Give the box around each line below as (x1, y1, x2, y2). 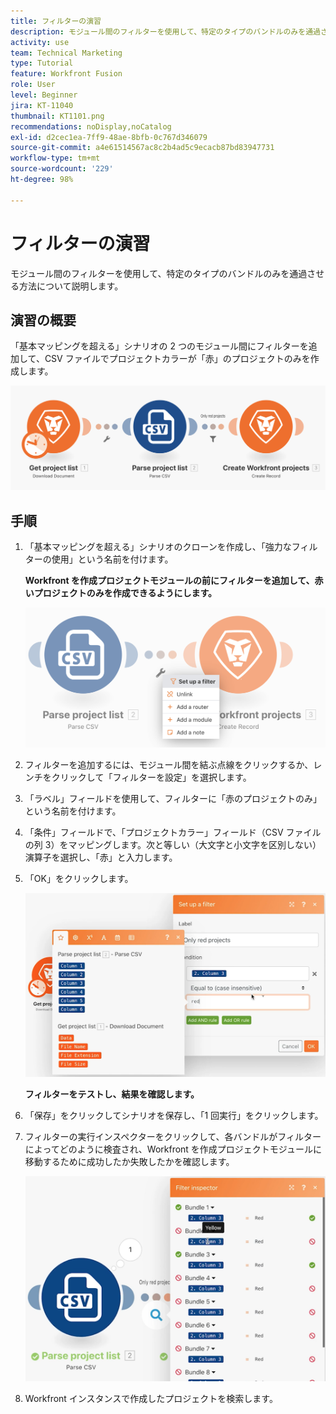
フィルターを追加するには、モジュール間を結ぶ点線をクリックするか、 (24, 758, 314, 770)
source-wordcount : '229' (10, 164, 114, 174)
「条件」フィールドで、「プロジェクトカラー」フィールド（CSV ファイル (24, 826, 322, 838)
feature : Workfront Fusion (10, 69, 123, 79)
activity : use (10, 37, 70, 47)
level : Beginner (10, 90, 78, 100)
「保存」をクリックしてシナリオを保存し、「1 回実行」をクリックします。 (24, 1109, 324, 1121)
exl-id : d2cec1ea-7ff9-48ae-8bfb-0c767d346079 (10, 132, 208, 142)
